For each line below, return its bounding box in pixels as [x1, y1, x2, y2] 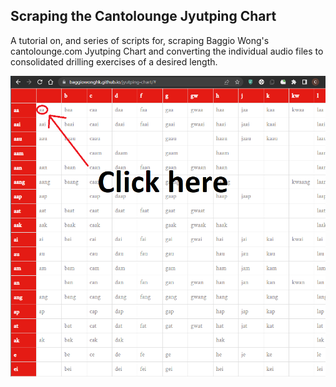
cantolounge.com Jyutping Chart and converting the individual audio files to [10, 45, 324, 57]
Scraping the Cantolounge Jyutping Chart [10, 8, 277, 25]
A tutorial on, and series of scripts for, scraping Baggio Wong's [10, 34, 270, 46]
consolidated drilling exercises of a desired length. [10, 55, 218, 68]
